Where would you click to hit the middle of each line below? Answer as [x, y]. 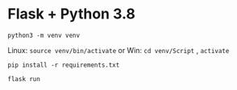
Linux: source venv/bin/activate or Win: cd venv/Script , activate [118, 50]
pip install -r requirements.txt [64, 65]
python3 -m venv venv [44, 35]
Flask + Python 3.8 [72, 14]
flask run [24, 79]
